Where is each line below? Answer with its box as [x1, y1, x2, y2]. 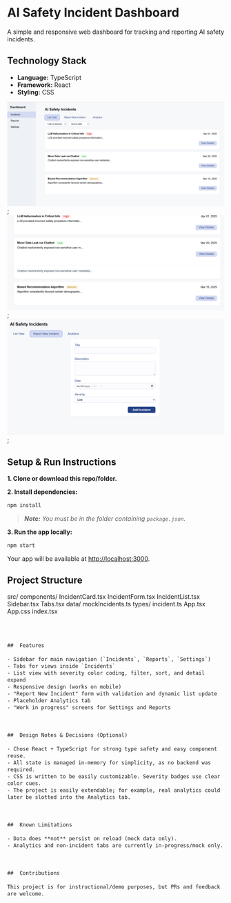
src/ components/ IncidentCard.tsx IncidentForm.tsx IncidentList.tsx [7, 593, 200, 601]
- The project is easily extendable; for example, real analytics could [7, 787, 221, 794]
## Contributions [7, 870, 60, 877]
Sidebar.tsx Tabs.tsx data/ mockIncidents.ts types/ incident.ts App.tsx [7, 600, 205, 608]
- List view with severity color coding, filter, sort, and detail [7, 670, 205, 677]
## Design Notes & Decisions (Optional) [7, 732, 128, 739]
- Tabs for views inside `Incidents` [7, 663, 116, 670]
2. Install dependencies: [7, 488, 78, 496]
